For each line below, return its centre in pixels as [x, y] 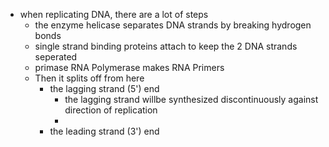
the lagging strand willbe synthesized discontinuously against [191, 99]
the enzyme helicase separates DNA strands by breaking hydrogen [173, 25]
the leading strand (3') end [104, 131]
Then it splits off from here [89, 78]
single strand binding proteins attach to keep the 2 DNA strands [166, 46]
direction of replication [111, 110]
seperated [56, 57]
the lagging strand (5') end [104, 88]
